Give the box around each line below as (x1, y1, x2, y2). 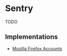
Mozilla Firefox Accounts (12, 45, 63, 51)
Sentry (5, 3, 33, 14)
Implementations (5, 33, 58, 41)
